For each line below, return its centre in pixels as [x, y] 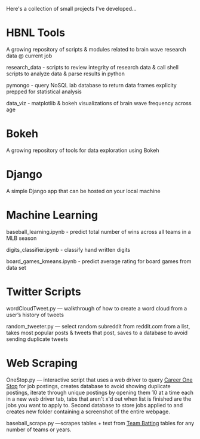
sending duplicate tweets [37, 339]
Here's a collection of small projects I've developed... [71, 9]
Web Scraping [42, 363]
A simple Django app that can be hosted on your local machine [83, 191]
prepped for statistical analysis [44, 92]
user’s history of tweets [35, 315]
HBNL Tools [36, 33]
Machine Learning [52, 215]
